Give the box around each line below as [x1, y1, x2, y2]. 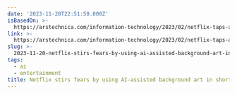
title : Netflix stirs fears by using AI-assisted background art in [7, 76, 213, 83]
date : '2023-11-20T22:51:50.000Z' [7, 10, 109, 18]
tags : [7, 57, 23, 64]
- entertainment [13, 69, 61, 76]
